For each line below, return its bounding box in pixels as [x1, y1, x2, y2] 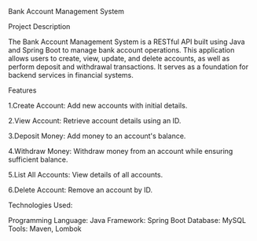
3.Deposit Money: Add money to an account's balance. [8, 131, 186, 141]
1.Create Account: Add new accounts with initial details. [8, 101, 188, 110]
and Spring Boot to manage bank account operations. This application [8, 46, 235, 54]
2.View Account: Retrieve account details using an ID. [8, 116, 182, 125]
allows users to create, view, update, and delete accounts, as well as [8, 54, 230, 63]
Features [8, 86, 37, 95]
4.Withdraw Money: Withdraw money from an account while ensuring [8, 147, 233, 155]
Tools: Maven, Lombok [8, 224, 83, 233]
